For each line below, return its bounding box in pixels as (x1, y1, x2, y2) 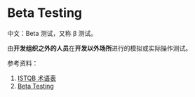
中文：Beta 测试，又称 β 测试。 (7, 29, 97, 37)
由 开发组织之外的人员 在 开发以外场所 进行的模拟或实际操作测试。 (7, 44, 191, 52)
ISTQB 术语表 (17, 74, 56, 82)
